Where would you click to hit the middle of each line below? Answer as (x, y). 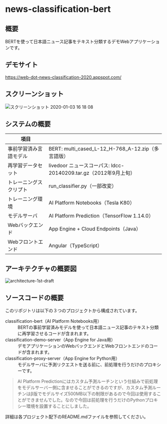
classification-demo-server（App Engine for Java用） (60, 340)
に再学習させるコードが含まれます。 (54, 334)
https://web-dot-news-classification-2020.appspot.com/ (63, 77)
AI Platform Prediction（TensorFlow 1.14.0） (101, 216)
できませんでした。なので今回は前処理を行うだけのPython (85, 400)
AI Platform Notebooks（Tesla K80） (92, 203)
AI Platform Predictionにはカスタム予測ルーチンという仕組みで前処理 (87, 381)
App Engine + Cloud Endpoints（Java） (95, 229)
